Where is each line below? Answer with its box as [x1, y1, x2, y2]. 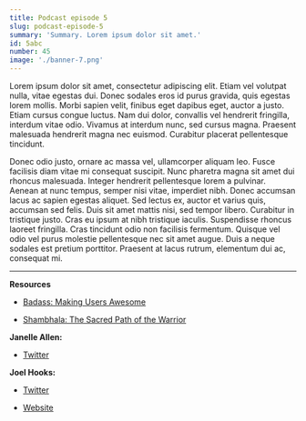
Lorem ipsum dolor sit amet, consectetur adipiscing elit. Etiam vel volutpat [9, 81, 287, 91]
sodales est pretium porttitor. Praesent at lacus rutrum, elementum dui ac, [9, 243, 286, 254]
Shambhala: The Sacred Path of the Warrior [22, 315, 187, 325]
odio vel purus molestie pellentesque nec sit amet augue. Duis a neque [9, 234, 276, 244]
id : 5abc [9, 38, 43, 48]
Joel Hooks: [9, 367, 56, 377]
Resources [9, 279, 52, 289]
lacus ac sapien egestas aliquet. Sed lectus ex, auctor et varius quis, [9, 195, 267, 205]
